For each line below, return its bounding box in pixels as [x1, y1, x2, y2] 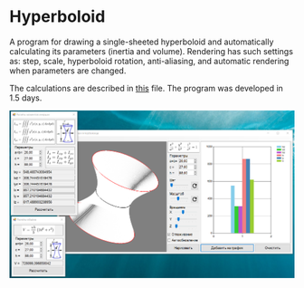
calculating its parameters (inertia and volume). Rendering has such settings [9, 45, 294, 56]
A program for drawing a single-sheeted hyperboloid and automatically [9, 36, 274, 47]
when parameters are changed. [9, 65, 127, 76]
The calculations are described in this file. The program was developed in [9, 82, 283, 93]
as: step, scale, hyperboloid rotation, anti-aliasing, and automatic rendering [9, 55, 290, 66]
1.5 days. [9, 92, 43, 103]
